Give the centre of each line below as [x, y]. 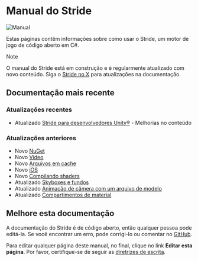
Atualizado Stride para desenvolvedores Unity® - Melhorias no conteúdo [103, 123]
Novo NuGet [30, 151]
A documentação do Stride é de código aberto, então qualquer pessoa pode [99, 228]
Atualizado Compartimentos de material [63, 195]
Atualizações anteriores [41, 138]
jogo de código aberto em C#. [43, 45]
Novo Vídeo [29, 157]
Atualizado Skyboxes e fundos [52, 182]
